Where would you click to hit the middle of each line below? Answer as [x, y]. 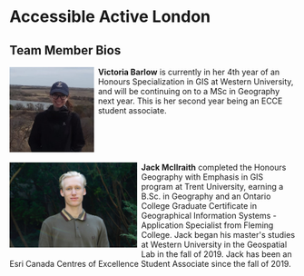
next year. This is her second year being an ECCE [191, 101]
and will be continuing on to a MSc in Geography [189, 91]
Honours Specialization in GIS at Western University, [196, 82]
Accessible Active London [110, 17]
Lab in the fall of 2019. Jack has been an [216, 254]
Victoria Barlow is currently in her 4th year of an [189, 72]
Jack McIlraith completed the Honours [214, 167]
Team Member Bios [65, 50]
